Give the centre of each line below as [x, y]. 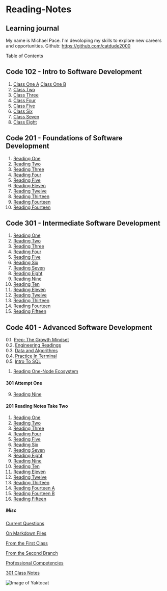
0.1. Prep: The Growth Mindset [37, 340]
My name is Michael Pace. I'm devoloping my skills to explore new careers [84, 40]
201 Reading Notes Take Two [37, 406]
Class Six [23, 111]
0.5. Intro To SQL [23, 361]
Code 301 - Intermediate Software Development [83, 223]
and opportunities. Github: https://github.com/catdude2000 [68, 46]
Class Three [26, 95]
